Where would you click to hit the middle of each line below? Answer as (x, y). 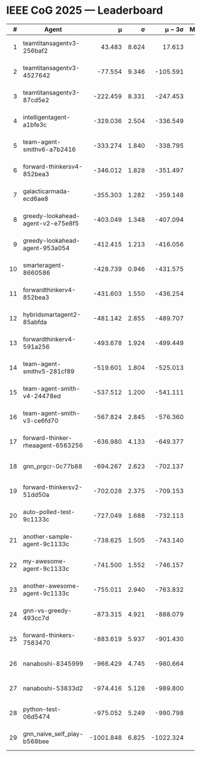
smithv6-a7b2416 (49, 149)
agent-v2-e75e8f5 (51, 223)
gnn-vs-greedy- (48, 611)
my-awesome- (45, 561)
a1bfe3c (35, 124)
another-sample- (48, 536)
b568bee (36, 741)
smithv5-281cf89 (49, 371)
